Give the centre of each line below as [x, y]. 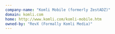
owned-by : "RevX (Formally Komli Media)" [49, 24]
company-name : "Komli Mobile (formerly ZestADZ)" [58, 10]
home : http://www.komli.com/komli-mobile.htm [53, 19]
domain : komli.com [24, 14]
